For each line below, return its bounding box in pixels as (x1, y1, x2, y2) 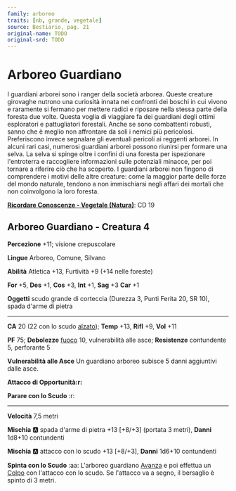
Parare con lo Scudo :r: (7, 391, 75, 400)
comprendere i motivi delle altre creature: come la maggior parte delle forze (7, 172, 227, 181)
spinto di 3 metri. (7, 476, 56, 484)
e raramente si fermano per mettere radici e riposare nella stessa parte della (7, 105, 228, 113)
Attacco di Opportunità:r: (7, 378, 83, 386)
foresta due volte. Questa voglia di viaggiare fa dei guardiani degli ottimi (7, 113, 216, 121)
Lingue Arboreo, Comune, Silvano (7, 253, 106, 262)
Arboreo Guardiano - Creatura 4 (7, 221, 150, 233)
